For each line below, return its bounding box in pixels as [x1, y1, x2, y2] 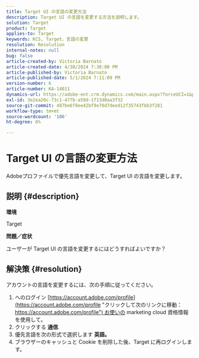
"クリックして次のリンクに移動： [102, 301, 182, 308]
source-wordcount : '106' [6, 113, 68, 119]
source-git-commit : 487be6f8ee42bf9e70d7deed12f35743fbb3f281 [6, 102, 163, 109]
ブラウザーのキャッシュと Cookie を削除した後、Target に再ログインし [14, 338, 188, 345]
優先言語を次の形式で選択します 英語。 [14, 331, 110, 338]
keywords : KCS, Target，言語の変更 [6, 36, 89, 42]
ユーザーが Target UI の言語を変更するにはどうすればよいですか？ [6, 245, 166, 252]
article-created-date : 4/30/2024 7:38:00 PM [6, 64, 118, 70]
